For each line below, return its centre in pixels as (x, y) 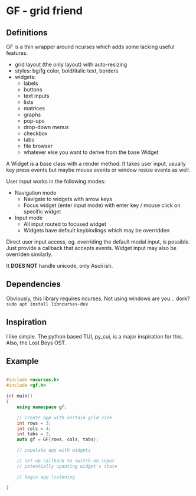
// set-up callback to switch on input (66, 461)
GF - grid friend (44, 11)
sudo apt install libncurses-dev (47, 304)
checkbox (36, 133)
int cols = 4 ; (34, 429)
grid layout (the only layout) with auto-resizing (71, 64)
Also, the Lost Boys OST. (36, 343)
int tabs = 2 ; (34, 434)
